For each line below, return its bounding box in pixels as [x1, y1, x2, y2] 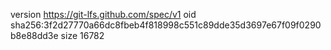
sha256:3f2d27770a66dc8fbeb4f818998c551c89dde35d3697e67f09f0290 [10, 19, 322, 31]
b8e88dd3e [10, 30, 59, 41]
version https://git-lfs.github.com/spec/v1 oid [10, 9, 197, 20]
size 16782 [60, 30, 105, 41]
